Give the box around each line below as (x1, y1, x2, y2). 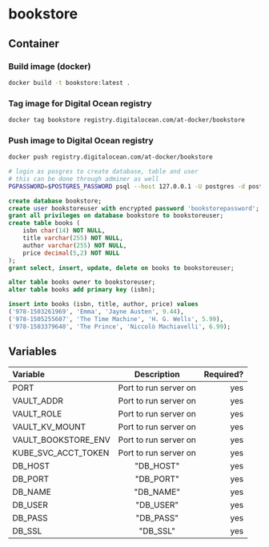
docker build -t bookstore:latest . (8, 78, 130, 86)
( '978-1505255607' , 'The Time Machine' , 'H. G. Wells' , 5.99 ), (8, 315, 224, 323)
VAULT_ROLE (12, 408, 62, 419)
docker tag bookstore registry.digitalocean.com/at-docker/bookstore (8, 116, 246, 124)
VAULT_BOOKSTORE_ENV (12, 434, 110, 445)
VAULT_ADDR (12, 395, 64, 406)
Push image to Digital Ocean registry (8, 135, 154, 146)
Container (8, 37, 60, 50)
